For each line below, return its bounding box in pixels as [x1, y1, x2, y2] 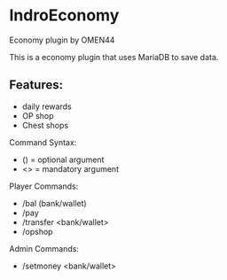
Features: [9, 77, 64, 93]
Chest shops [21, 120, 69, 130]
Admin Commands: [9, 243, 80, 253]
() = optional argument [21, 154, 105, 165]
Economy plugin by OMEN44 [9, 35, 115, 45]
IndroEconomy [9, 5, 120, 26]
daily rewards [21, 101, 73, 112]
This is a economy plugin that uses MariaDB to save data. [9, 51, 219, 62]
